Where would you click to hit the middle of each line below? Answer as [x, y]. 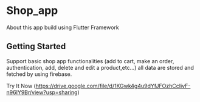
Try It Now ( [21, 86]
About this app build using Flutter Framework [63, 27]
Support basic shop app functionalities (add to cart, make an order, [90, 61]
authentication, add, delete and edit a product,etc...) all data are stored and [100, 67]
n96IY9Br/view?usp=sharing [42, 92]
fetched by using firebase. [39, 74]
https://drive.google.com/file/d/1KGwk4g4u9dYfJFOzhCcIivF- [113, 86]
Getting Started [36, 46]
